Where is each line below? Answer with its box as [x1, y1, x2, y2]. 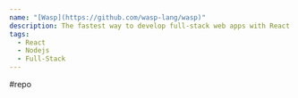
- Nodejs [17, 46, 50, 55]
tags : [9, 29, 30, 38]
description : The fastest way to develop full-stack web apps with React [9, 21, 291, 30]
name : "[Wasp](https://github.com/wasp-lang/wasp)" [9, 12, 206, 22]
